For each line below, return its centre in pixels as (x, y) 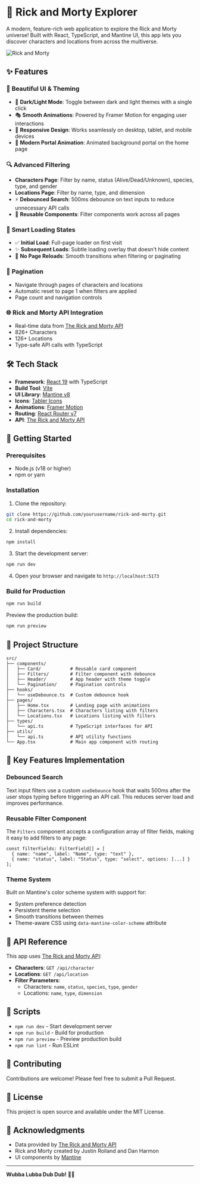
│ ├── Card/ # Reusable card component (71, 669)
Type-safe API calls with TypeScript (59, 345)
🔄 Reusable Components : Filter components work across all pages (97, 214)
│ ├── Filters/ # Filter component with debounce (81, 674)
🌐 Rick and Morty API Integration (54, 313)
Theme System (29, 879)
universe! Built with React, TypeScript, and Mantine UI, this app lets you (94, 35)
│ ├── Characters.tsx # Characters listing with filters (82, 711)
